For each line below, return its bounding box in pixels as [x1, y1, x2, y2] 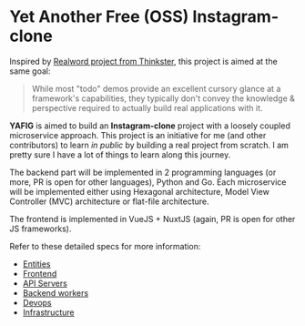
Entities [22, 258, 51, 270]
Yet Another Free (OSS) [9, 6, 189, 27]
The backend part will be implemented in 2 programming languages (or [9, 167, 277, 178]
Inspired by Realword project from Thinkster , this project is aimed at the [9, 56, 278, 66]
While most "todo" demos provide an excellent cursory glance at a [31, 83, 281, 94]
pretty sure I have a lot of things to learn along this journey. [9, 148, 231, 160]
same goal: [9, 66, 52, 76]
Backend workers [22, 287, 89, 298]
